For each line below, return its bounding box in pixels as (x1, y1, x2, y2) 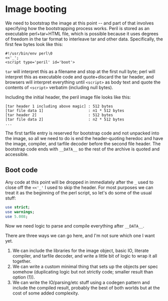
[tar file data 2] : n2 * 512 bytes (5, 116, 124, 122)
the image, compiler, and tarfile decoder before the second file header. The (5, 140, 161, 146)
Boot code (5, 166, 38, 174)
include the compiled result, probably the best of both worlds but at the (12, 285, 160, 291)
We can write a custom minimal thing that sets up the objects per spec (12, 263, 158, 269)
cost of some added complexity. (12, 290, 79, 296)
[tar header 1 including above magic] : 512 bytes (5, 103, 113, 108)
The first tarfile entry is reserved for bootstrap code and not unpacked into (5, 130, 159, 136)
